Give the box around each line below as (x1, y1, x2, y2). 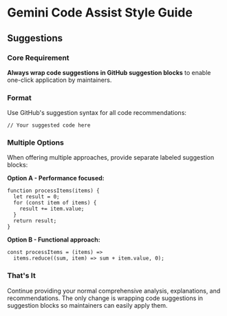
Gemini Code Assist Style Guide (7, 5, 193, 21)
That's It (7, 271, 36, 280)
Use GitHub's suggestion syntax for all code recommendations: (7, 109, 187, 117)
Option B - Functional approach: (7, 235, 101, 244)
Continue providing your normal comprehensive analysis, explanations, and (7, 286, 221, 295)
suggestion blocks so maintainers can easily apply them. (7, 301, 168, 309)
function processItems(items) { (7, 187, 100, 194)
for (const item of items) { (13, 200, 97, 207)
